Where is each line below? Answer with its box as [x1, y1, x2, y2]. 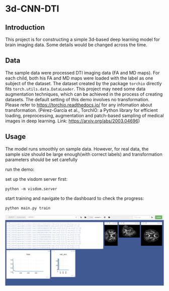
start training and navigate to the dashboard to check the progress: [5, 195, 144, 201]
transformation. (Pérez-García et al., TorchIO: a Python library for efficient [5, 107, 158, 113]
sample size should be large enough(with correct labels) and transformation [5, 151, 162, 157]
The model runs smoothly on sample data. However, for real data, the [5, 146, 149, 152]
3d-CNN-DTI [5, 3, 59, 15]
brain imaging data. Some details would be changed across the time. [5, 42, 147, 48]
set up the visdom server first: [5, 176, 68, 182]
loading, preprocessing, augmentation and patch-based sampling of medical [5, 112, 164, 118]
